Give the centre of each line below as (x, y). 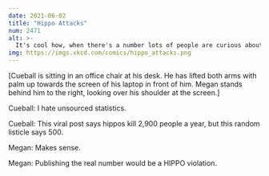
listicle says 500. (36, 132)
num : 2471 (25, 30)
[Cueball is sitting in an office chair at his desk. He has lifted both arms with (133, 76)
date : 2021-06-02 (37, 16)
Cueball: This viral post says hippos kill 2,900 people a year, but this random (134, 124)
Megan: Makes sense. (45, 148)
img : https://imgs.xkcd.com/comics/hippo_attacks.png (100, 53)
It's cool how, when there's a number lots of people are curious (128, 46)
